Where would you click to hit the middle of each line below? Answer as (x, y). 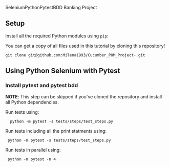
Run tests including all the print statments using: (56, 131)
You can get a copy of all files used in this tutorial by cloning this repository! (85, 46)
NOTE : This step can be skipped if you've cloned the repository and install (84, 96)
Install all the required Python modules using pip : (57, 36)
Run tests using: (22, 112)
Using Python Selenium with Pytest (63, 71)
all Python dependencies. (32, 102)
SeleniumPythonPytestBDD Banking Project (51, 7)
